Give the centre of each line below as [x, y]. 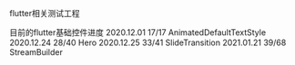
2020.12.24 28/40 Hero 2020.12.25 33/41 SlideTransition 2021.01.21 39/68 [148, 42]
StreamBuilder [36, 52]
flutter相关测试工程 [45, 13]
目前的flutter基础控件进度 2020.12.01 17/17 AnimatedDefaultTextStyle [138, 32]
